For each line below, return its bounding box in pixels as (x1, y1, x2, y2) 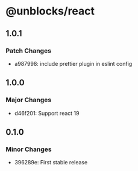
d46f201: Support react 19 (14, 109, 80, 117)
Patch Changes (5, 47, 52, 55)
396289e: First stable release (14, 159, 88, 166)
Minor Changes (5, 145, 52, 153)
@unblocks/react (5, 4, 95, 18)
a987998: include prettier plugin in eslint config (14, 60, 133, 67)
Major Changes (5, 95, 52, 104)
